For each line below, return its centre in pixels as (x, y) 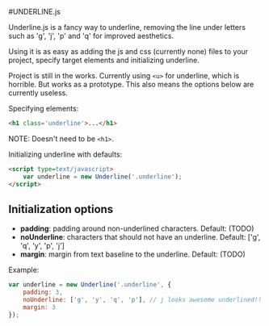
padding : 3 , (43, 293)
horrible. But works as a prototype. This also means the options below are (131, 84)
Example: (24, 270)
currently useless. (38, 93)
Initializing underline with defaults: (65, 154)
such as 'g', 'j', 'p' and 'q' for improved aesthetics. (91, 36)
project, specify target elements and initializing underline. (104, 60)
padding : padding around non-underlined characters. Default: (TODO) (137, 228)
